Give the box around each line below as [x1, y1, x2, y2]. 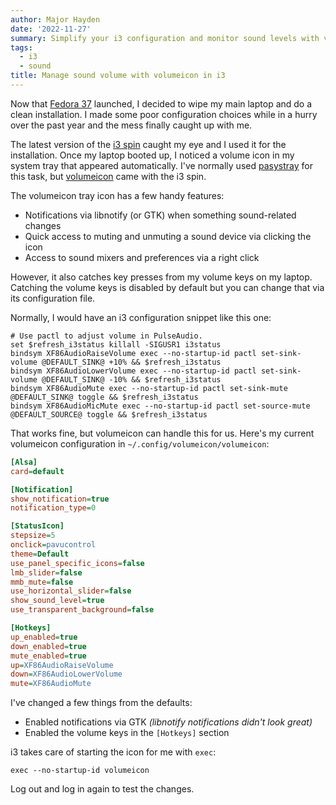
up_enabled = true [10, 632, 78, 642]
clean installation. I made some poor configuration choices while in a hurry [10, 108, 318, 120]
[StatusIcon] [10, 521, 65, 531]
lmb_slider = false [10, 567, 83, 578]
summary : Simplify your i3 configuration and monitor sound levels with [10, 33, 320, 43]
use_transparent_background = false [10, 605, 155, 615]
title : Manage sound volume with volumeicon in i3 [10, 71, 226, 81]
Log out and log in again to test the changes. [10, 783, 195, 795]
